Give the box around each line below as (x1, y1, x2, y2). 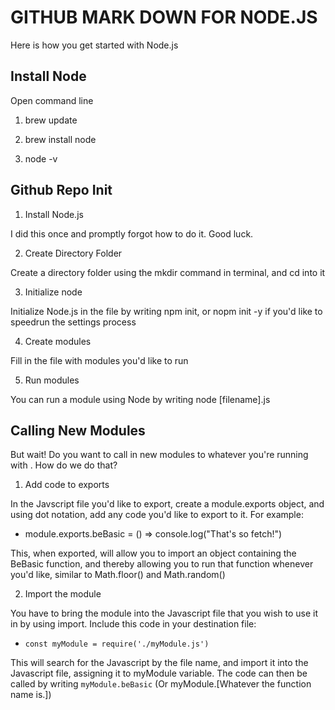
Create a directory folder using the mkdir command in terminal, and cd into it (10, 266, 326, 278)
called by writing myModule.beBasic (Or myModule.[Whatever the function (10, 678, 312, 690)
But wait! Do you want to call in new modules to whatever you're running (10, 449, 309, 461)
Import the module (24, 588, 102, 600)
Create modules (24, 335, 92, 347)
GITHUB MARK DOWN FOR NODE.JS (10, 6, 318, 29)
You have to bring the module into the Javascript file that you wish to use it (10, 607, 319, 620)
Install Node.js (24, 208, 84, 220)
